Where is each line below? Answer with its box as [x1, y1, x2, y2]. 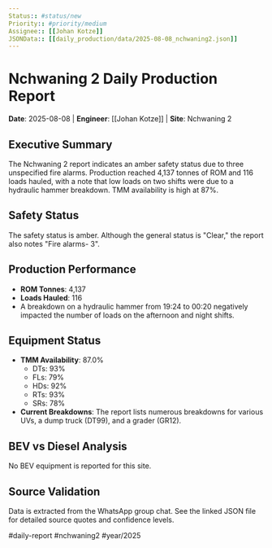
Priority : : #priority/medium [8, 20, 107, 28]
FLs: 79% [32, 372, 65, 383]
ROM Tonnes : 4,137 [19, 284, 87, 294]
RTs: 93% [32, 390, 66, 400]
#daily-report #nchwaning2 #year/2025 [8, 531, 141, 541]
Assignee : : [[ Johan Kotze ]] [8, 27, 104, 35]
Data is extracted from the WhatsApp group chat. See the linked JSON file [8, 506, 257, 516]
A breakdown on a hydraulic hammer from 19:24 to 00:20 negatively [19, 301, 248, 311]
